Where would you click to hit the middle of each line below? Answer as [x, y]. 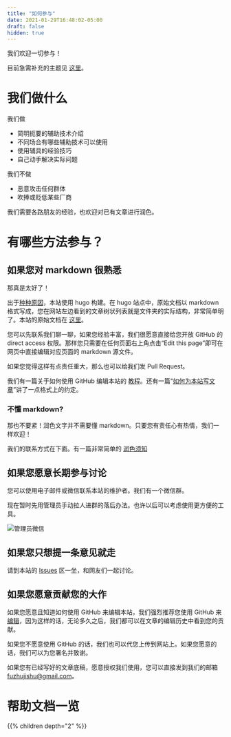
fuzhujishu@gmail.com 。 [43, 676]
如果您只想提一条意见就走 [61, 552]
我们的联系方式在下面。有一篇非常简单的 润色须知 [77, 449]
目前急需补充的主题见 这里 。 [47, 68]
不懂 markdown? [35, 409]
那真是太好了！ [28, 288]
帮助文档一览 [44, 706]
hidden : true [26, 33]
